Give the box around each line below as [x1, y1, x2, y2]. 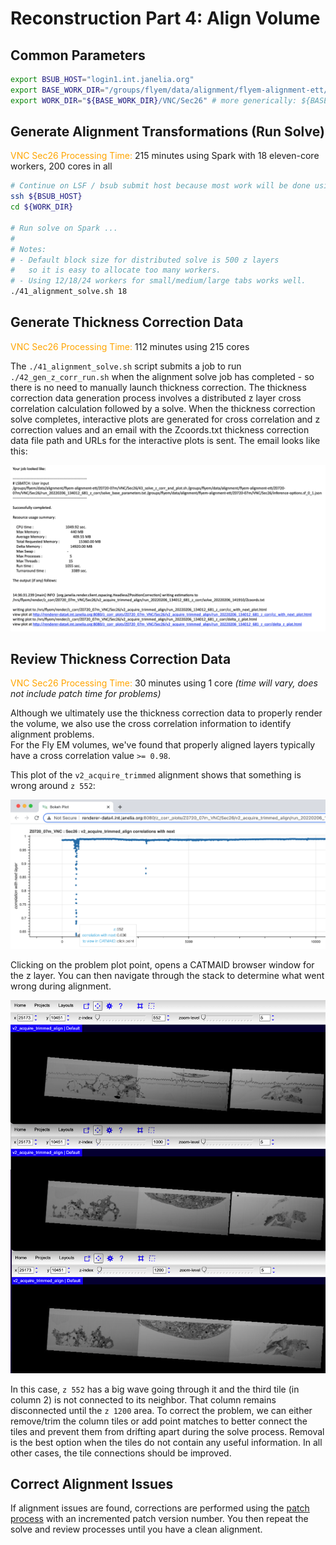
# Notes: [10, 244, 47, 254]
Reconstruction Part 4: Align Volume [10, 7, 321, 30]
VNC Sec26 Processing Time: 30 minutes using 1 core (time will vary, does [10, 677, 318, 689]
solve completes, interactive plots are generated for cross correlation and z [10, 413, 321, 425]
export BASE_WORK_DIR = [10, 85, 105, 95]
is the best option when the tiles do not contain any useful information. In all [10, 1436, 323, 1448]
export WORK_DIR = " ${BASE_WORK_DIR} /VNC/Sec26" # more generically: [10, 95, 298, 106]
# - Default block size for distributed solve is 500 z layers [10, 255, 280, 265]
